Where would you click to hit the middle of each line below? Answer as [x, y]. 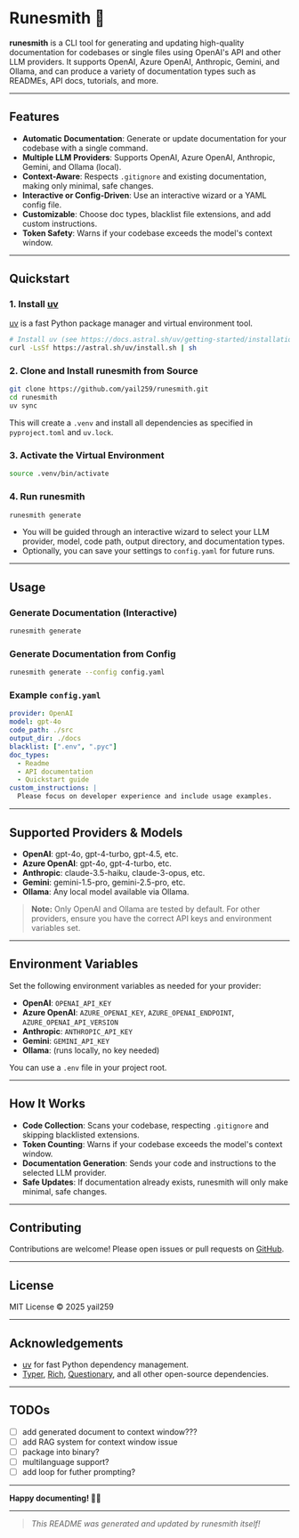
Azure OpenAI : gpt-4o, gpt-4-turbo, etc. [97, 863]
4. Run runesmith [47, 497]
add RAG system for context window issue [100, 1442]
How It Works [48, 1104]
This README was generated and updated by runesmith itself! [145, 1524]
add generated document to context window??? [109, 1431]
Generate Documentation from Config [93, 653]
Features [34, 117]
